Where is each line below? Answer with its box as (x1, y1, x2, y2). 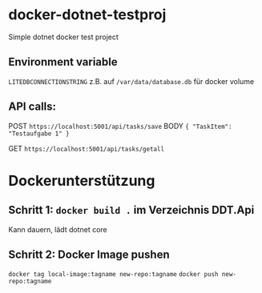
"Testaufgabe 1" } (8, 130, 70, 138)
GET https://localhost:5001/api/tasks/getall (8, 143, 165, 153)
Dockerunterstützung (8, 171, 155, 190)
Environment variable (8, 55, 118, 69)
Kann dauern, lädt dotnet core (8, 224, 107, 234)
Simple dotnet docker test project (8, 32, 119, 42)
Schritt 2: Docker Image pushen (8, 247, 170, 261)
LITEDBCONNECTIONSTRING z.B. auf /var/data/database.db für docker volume (8, 76, 255, 86)
